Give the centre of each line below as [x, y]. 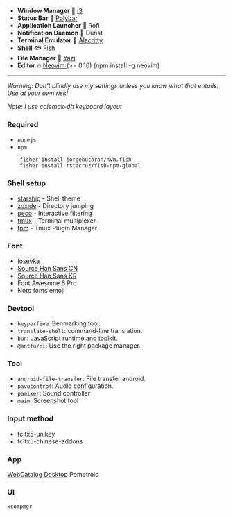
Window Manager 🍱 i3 [50, 11]
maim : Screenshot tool [48, 401]
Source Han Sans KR [47, 276]
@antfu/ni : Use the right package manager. [79, 346]
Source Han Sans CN [48, 268]
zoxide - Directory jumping [55, 205]
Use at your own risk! [38, 93]
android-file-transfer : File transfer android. [81, 379]
